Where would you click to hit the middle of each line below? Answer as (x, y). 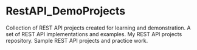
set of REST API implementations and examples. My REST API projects (94, 34)
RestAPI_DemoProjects (66, 11)
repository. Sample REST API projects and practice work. (77, 40)
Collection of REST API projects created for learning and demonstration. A (98, 28)
